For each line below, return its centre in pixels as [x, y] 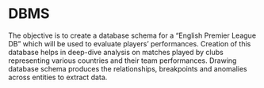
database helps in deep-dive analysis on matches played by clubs [116, 52]
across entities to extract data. [58, 77]
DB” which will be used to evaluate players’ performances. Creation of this [130, 43]
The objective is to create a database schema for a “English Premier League [132, 35]
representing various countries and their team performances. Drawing [122, 60]
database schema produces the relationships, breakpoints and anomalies [128, 68]
